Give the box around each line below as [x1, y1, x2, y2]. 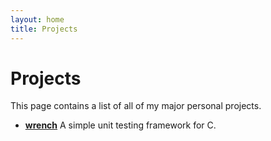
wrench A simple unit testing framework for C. [24, 119, 217, 131]
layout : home [10, 14, 65, 25]
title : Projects [10, 24, 78, 34]
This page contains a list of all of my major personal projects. [10, 100, 262, 112]
